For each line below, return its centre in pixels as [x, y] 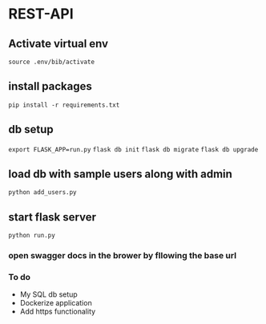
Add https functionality [58, 312]
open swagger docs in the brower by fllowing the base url [123, 256]
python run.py [32, 236]
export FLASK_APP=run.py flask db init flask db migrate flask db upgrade [133, 149]
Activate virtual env [58, 44]
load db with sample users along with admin [120, 174]
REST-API [41, 14]
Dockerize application [56, 303]
